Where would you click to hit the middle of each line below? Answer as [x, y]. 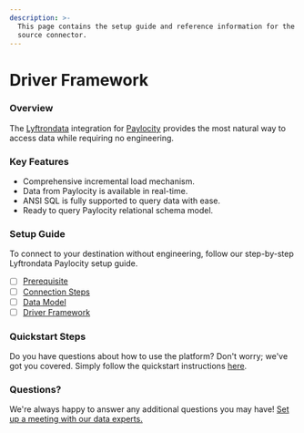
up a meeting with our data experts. [76, 419]
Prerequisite [45, 281]
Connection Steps [56, 292]
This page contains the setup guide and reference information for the [157, 26]
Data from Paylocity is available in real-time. [105, 191]
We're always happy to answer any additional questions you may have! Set [149, 409]
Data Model [44, 302]
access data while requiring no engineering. [92, 138]
